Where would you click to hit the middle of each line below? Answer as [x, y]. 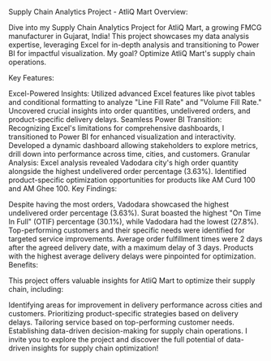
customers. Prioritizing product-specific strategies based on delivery [124, 313]
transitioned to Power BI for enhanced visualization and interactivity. [123, 137]
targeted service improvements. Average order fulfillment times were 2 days [135, 239]
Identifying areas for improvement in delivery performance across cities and [135, 305]
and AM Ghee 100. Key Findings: [63, 189]
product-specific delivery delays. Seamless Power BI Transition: [115, 120]
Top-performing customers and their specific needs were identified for [127, 230]
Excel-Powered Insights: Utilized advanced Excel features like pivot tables [132, 94]
